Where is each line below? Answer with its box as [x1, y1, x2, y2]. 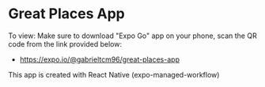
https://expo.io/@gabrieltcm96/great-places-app [19, 55, 180, 64]
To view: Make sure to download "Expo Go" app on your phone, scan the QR [8, 31, 257, 40]
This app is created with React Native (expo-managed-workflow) [8, 70, 220, 79]
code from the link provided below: [8, 39, 123, 48]
